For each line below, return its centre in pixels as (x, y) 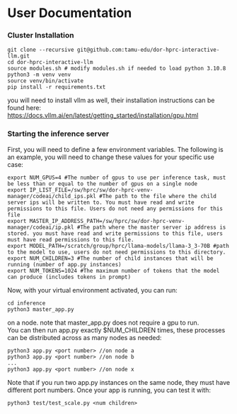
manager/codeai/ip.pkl (41, 227)
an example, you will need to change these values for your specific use (111, 157)
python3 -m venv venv (39, 75)
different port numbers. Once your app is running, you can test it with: (109, 390)
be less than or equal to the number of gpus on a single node (103, 184)
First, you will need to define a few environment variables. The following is (116, 149)
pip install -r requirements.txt (57, 87)
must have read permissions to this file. (71, 239)
